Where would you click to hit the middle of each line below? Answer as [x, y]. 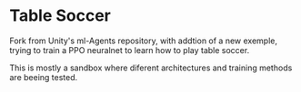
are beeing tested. [44, 77]
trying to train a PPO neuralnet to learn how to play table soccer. [130, 50]
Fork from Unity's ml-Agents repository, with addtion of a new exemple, [144, 41]
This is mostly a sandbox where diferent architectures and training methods [151, 68]
